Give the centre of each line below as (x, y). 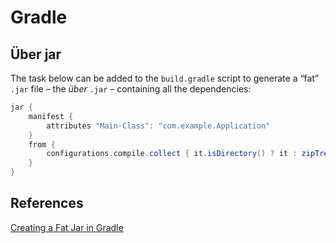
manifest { (51, 116)
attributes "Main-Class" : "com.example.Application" (158, 126)
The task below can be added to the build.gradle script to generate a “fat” (165, 78)
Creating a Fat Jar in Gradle (67, 227)
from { (42, 144)
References (47, 203)
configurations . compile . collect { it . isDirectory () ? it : (172, 154)
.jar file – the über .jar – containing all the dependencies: (131, 89)
